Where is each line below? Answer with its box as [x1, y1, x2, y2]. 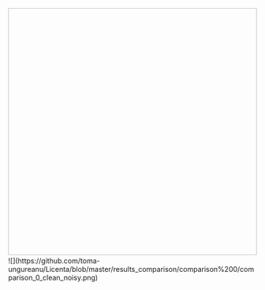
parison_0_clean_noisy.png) [8, 273, 99, 282]
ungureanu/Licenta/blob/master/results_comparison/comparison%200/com [8, 265, 255, 273]
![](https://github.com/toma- [8, 256, 100, 266]
